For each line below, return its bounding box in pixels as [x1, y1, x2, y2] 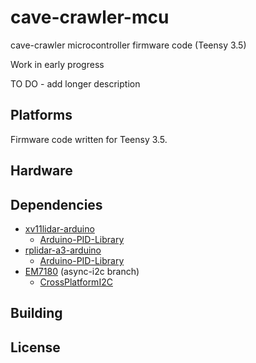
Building [10, 305, 63, 322]
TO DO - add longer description [10, 77, 141, 90]
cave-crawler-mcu [10, 6, 170, 29]
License [10, 339, 61, 356]
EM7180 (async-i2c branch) [24, 265, 140, 277]
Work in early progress [10, 58, 105, 70]
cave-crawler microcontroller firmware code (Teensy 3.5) [10, 39, 247, 51]
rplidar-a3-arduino [24, 244, 102, 256]
